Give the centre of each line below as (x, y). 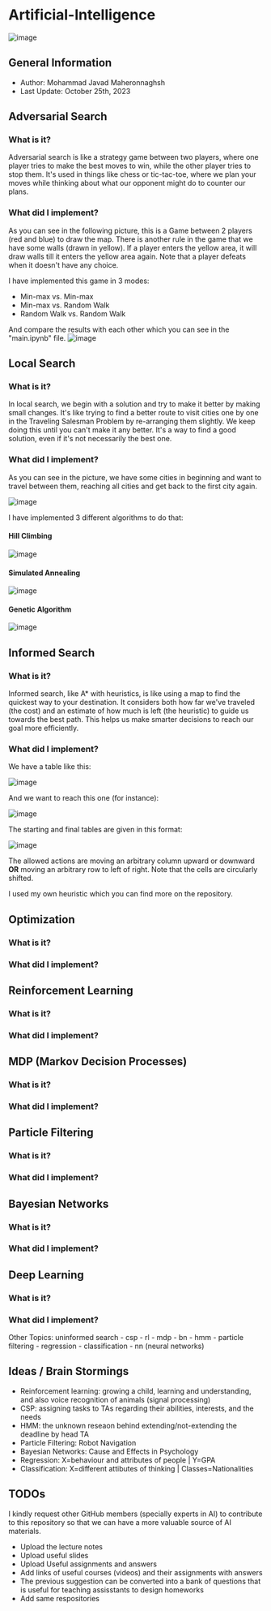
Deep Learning (46, 1275)
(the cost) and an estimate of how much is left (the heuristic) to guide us (129, 711)
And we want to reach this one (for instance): (84, 798)
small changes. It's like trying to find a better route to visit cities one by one (133, 413)
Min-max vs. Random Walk (65, 305)
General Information (60, 63)
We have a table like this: (50, 767)
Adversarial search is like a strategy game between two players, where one (133, 157)
